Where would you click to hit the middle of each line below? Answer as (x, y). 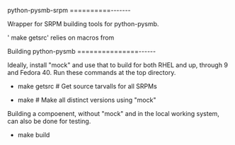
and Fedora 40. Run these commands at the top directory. (92, 72)
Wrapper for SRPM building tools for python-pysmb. (83, 24)
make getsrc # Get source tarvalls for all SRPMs (87, 86)
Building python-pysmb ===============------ (82, 51)
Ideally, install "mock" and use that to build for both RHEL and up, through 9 (118, 65)
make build (34, 135)
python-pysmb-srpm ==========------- (69, 10)
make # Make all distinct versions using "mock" (87, 100)
